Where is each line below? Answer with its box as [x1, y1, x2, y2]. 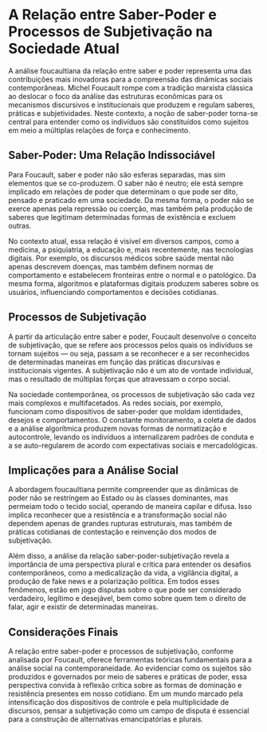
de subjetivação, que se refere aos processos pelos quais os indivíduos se [8, 340, 253, 349]
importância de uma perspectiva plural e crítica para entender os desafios [8, 559, 252, 569]
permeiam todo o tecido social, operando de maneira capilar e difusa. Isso [8, 502, 253, 511]
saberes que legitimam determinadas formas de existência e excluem [8, 212, 237, 221]
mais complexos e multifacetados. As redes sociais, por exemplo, [8, 398, 223, 408]
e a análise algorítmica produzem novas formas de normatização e [8, 424, 227, 433]
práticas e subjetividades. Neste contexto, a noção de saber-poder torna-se [8, 108, 258, 117]
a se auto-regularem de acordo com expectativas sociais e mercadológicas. [8, 440, 258, 450]
